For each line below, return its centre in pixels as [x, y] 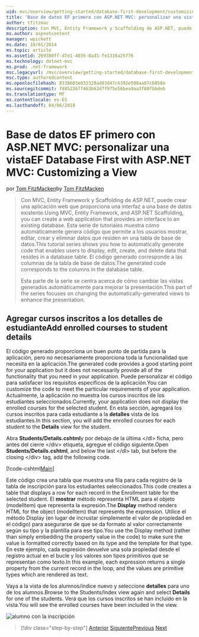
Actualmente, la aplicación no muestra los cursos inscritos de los [85, 395]
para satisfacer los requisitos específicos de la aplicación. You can [86, 383]
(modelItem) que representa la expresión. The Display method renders [92, 505]
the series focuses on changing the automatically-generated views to [105, 293]
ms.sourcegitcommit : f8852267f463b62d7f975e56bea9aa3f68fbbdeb [86, 89]
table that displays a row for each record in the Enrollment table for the [92, 493]
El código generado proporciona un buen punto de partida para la [86, 351]
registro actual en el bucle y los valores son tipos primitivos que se [87, 556]
